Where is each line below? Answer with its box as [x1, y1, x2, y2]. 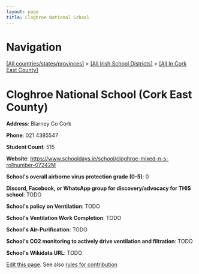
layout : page [6, 8, 39, 15]
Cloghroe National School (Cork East [6, 88, 192, 101]
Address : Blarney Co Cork [6, 120, 72, 127]
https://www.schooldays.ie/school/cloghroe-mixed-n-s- [29, 155, 169, 162]
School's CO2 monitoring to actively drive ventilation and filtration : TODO [6, 238, 193, 245]
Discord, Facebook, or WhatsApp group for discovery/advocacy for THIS [6, 184, 191, 192]
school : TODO [6, 191, 42, 198]
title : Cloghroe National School [6, 14, 90, 20]
